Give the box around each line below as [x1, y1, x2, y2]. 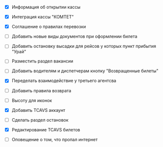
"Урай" [11, 49, 26, 55]
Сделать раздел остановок [11, 117, 69, 123]
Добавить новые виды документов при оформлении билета [11, 34, 138, 40]
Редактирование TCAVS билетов [11, 126, 80, 132]
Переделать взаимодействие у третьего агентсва [11, 78, 116, 84]
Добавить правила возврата [11, 87, 71, 93]
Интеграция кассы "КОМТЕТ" [11, 14, 74, 20]
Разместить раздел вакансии [11, 58, 73, 64]
